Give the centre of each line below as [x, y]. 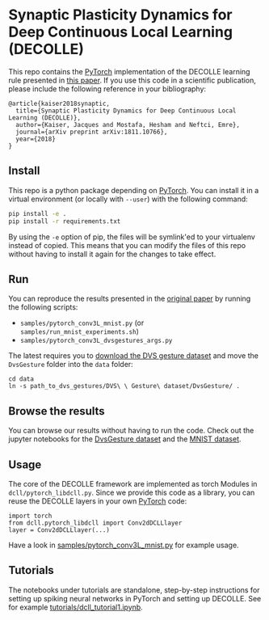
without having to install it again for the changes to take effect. [112, 254]
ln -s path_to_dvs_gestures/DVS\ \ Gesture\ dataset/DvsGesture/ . [124, 386]
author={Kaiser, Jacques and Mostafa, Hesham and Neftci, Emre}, [128, 124]
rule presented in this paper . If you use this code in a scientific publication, [132, 80]
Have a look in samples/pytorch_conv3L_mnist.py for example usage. [124, 545]
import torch [30, 516]
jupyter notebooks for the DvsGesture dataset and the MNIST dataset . [125, 439]
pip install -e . [38, 213]
